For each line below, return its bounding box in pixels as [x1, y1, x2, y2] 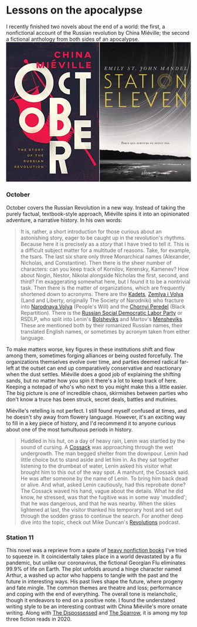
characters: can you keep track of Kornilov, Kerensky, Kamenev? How [20, 266, 189, 273]
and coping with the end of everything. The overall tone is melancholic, [6, 590, 178, 598]
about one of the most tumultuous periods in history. [6, 426, 133, 433]
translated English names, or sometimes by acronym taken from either [20, 328, 191, 335]
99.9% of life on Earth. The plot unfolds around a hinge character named [6, 566, 182, 573]
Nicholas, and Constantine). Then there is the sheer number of [20, 259, 172, 266]
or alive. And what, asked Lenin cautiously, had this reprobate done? [20, 481, 186, 488]
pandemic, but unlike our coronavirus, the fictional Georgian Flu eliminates [6, 559, 186, 566]
